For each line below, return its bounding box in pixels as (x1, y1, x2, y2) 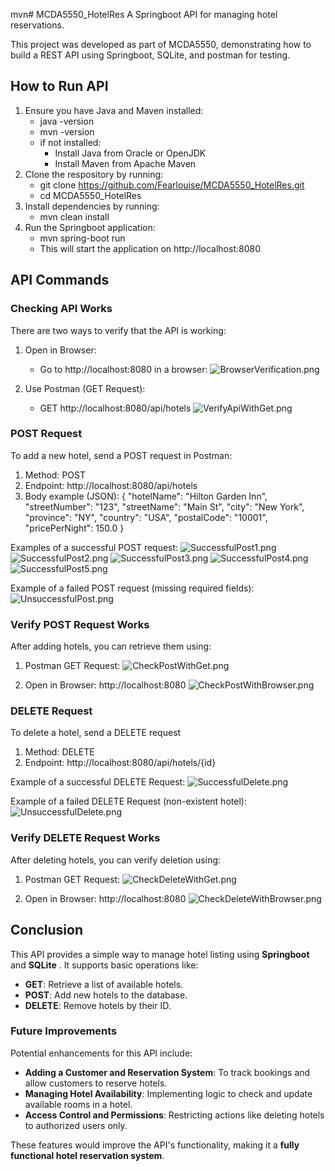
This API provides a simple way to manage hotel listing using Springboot (10, 948, 310, 960)
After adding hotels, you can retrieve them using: (10, 640, 212, 653)
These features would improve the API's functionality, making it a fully (10, 1139, 300, 1151)
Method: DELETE (24, 746, 95, 758)
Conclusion (10, 922, 84, 939)
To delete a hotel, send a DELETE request (10, 727, 182, 739)
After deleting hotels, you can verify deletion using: (10, 854, 222, 866)
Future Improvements (10, 1024, 118, 1038)
